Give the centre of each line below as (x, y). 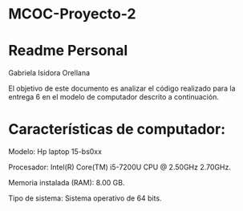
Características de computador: (117, 130)
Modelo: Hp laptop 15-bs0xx (55, 152)
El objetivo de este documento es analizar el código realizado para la (122, 88)
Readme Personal (68, 51)
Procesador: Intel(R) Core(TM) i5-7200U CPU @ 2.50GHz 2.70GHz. (119, 167)
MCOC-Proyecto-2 (72, 14)
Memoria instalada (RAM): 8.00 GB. (67, 183)
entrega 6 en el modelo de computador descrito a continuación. (113, 97)
